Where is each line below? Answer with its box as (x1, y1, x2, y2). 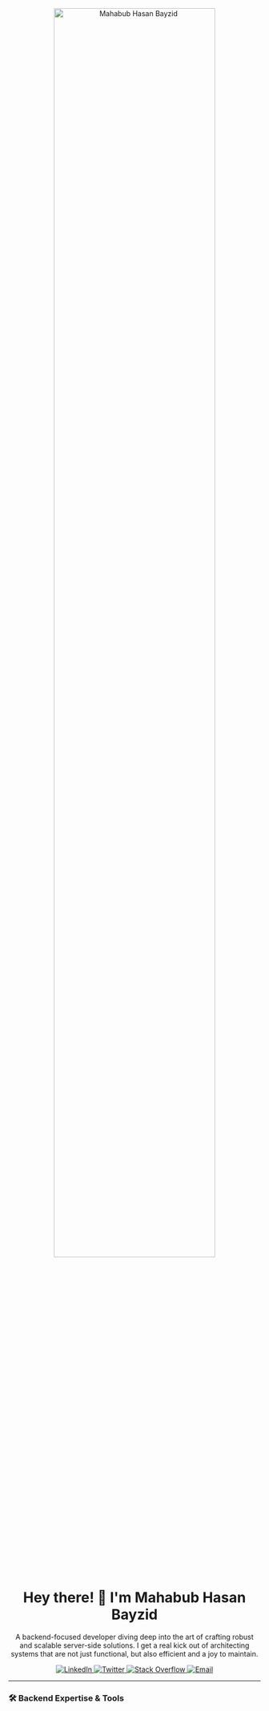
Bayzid (110, 1605, 159, 1624)
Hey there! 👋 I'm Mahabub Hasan (22, 1588, 247, 1607)
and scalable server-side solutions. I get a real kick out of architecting (19, 1641, 250, 1650)
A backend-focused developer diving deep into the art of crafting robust (15, 1632, 254, 1641)
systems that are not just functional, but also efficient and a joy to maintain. (10, 1649, 259, 1658)
